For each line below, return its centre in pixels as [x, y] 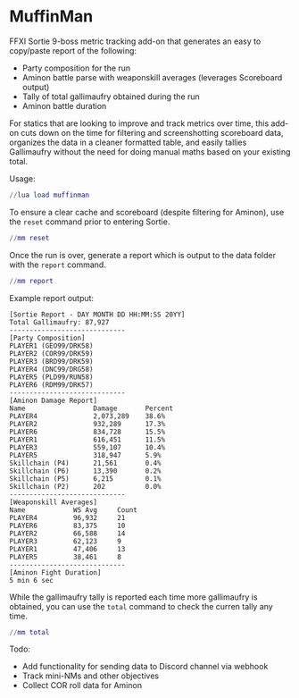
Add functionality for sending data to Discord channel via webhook [145, 667]
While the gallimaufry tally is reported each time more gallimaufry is [133, 597]
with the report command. [58, 265]
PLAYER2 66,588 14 [67, 534]
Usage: [22, 178]
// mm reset [29, 238]
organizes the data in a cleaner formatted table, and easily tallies [128, 142]
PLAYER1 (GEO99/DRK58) [51, 346]
